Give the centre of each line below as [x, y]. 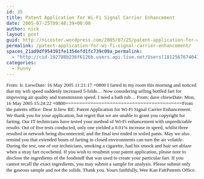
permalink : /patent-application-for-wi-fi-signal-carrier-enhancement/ [99, 46]
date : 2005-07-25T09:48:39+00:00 [49, 23]
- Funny [22, 68]
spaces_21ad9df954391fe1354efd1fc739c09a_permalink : [74, 52]
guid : [13, 40]
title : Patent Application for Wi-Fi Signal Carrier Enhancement [90, 18]
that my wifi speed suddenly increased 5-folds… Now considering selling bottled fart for [94, 91]
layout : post [23, 35]
